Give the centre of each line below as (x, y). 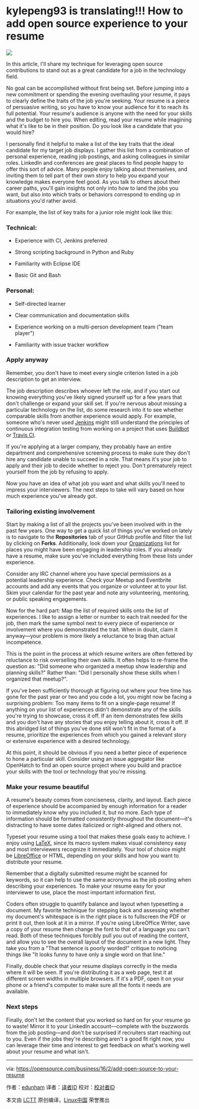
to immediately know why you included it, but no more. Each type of (89, 813)
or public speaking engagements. (47, 599)
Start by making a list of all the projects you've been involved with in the (94, 524)
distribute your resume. (35, 862)
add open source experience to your (97, 24)
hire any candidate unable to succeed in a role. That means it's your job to (97, 459)
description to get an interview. (44, 379)
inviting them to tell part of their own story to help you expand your (88, 175)
